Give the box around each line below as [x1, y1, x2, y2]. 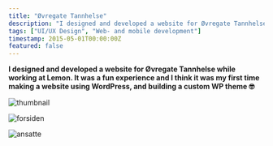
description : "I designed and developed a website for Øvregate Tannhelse [8, 19, 267, 28]
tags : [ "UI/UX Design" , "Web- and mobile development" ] [8, 27, 201, 35]
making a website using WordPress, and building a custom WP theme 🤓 [8, 82, 255, 92]
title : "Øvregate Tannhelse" [8, 11, 107, 20]
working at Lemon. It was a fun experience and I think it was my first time [8, 73, 260, 83]
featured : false [8, 42, 63, 50]
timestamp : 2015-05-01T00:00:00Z [8, 34, 122, 43]
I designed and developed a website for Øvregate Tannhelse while [8, 64, 236, 74]
